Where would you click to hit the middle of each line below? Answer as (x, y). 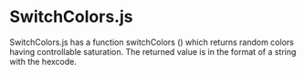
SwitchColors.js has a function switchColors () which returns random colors (152, 42)
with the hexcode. (43, 61)
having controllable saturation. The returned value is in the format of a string (153, 51)
